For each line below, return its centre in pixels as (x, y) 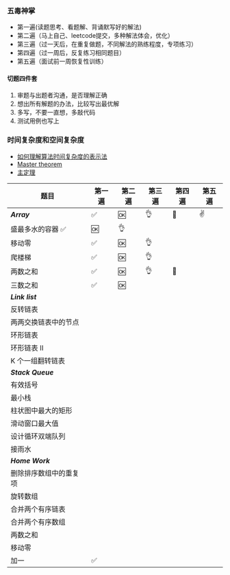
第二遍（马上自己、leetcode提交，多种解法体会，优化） (95, 36)
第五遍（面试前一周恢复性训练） (62, 61)
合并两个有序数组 (38, 521)
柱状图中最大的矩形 (42, 410)
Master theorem (40, 164)
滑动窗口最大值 (35, 423)
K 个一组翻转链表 (38, 360)
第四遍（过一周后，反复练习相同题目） (71, 53)
